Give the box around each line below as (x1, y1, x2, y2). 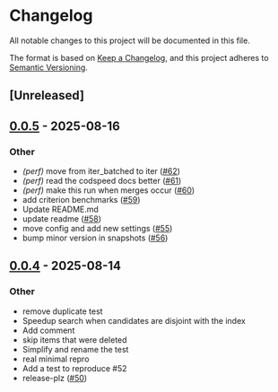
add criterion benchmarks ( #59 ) (22, 195, 141, 205)
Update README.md (22, 204, 99, 215)
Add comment (22, 325, 75, 335)
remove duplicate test (22, 306, 103, 317)
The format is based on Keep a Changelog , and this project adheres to (9, 52, 269, 63)
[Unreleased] (9, 88, 85, 103)
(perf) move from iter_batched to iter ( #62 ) (22, 166, 181, 177)
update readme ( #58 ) (22, 213, 101, 224)
